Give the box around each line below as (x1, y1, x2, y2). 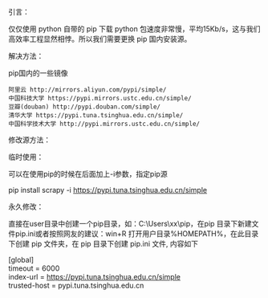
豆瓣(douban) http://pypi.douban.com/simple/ (8, 103, 160, 111)
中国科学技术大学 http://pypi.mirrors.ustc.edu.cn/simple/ (8, 120, 201, 128)
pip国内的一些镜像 (8, 68, 68, 78)
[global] (8, 255, 35, 264)
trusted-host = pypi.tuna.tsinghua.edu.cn (8, 280, 144, 290)
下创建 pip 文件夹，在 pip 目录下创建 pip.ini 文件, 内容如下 (8, 239, 199, 248)
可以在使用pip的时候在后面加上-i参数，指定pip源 (8, 169, 168, 178)
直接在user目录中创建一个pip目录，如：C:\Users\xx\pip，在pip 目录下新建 (8, 219, 253, 228)
